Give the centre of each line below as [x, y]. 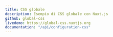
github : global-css [25, 18]
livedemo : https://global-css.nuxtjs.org [48, 23]
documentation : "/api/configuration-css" [48, 27]
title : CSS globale [25, 9]
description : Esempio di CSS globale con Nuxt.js [57, 14]
